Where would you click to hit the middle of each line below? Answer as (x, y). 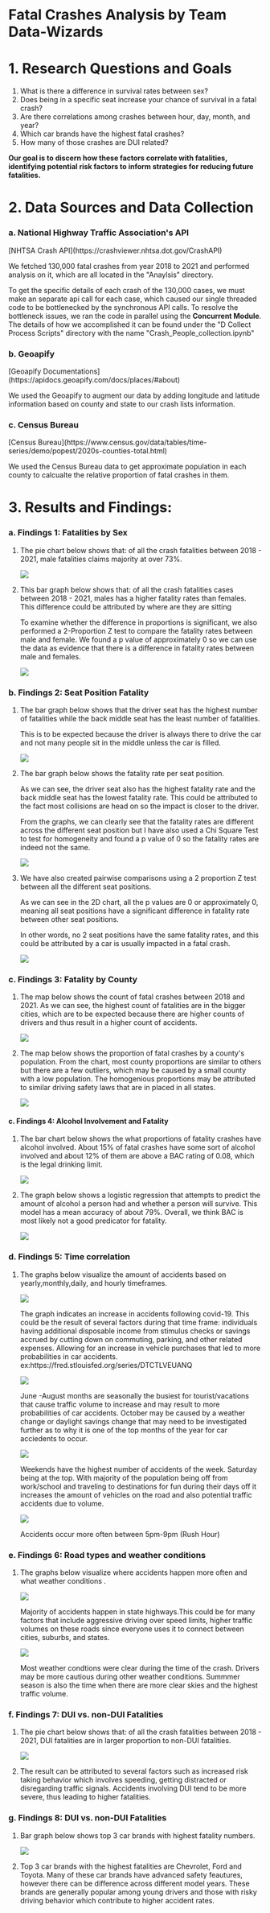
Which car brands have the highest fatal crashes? (102, 134)
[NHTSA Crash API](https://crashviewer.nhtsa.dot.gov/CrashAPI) (115, 250)
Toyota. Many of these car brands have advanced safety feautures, (131, 1874)
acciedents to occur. (54, 1438)
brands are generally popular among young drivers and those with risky (138, 1892)
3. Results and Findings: (90, 508)
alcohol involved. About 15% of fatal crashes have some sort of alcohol (137, 1147)
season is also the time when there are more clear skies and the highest (139, 1685)
